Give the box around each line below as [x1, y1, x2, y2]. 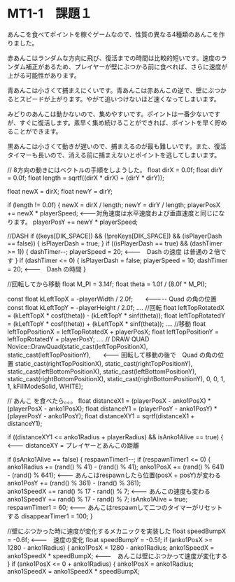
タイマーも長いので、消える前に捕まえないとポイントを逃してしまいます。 [7, 150, 221, 159]
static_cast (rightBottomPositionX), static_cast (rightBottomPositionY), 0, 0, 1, [7, 374, 225, 383]
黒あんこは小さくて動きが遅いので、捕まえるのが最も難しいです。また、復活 [7, 142, 227, 150]
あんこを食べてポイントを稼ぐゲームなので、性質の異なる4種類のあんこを [7, 30, 219, 38]
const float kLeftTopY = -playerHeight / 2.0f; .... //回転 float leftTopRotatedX [7, 303, 225, 311]
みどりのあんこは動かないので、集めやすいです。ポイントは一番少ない [7, 109, 208, 118]
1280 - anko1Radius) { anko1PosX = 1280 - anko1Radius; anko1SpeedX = [7, 543, 215, 552]
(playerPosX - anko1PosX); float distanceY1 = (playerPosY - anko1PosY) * [7, 404, 218, 413]
